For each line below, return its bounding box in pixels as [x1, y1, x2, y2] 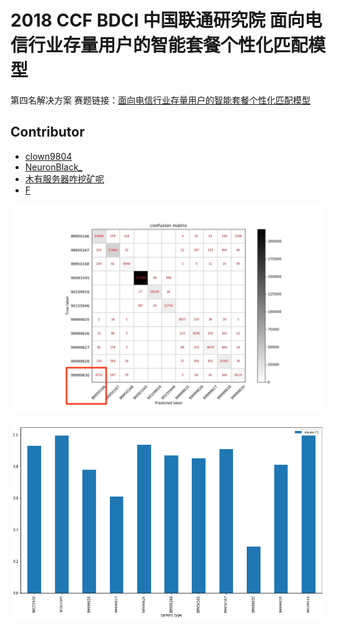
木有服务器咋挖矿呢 [24, 172, 105, 185]
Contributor [10, 124, 85, 141]
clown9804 [24, 150, 73, 162]
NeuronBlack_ [24, 161, 83, 173]
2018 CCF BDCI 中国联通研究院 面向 [10, 9, 305, 32]
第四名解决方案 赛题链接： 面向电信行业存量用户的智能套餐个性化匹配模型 [10, 94, 311, 106]
